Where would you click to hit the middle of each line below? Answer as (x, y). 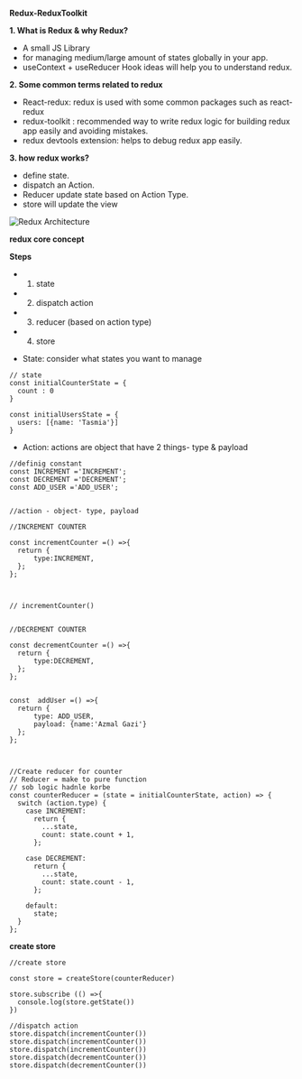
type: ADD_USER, (64, 716)
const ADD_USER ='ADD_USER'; (64, 487)
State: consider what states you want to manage (112, 359)
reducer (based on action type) (94, 322)
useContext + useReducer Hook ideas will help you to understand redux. (157, 67)
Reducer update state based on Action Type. (105, 194)
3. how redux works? (50, 158)
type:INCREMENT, (64, 558)
